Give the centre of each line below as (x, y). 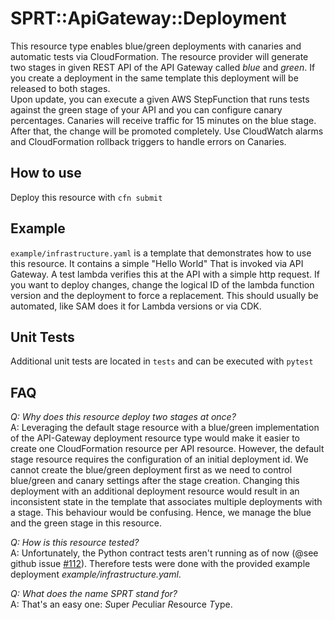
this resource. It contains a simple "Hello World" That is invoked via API (157, 263)
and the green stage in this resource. (86, 523)
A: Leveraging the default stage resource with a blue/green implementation (165, 428)
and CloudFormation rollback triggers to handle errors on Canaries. (148, 141)
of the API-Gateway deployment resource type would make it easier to (155, 438)
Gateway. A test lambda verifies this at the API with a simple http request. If (165, 274)
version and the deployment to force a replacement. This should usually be (164, 295)
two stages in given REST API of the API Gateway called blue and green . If (163, 67)
